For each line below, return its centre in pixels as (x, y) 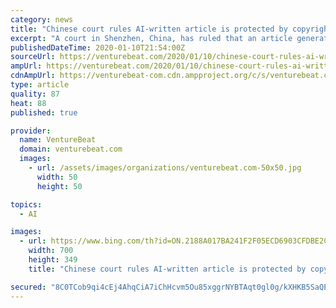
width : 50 (57, 177)
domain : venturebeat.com (71, 149)
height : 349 (53, 260)
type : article (40, 85)
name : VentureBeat (58, 140)
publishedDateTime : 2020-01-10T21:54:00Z (98, 47)
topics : (26, 204)
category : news (42, 19)
